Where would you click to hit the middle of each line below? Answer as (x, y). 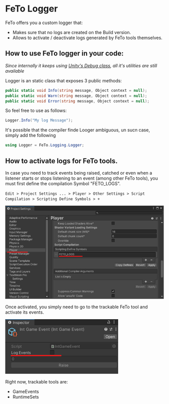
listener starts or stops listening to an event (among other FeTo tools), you (82, 178)
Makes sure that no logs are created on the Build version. (72, 32)
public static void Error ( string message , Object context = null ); (77, 101)
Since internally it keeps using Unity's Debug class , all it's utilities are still (81, 65)
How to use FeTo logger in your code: (65, 53)
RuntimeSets (26, 396)
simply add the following (31, 136)
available (15, 71)
